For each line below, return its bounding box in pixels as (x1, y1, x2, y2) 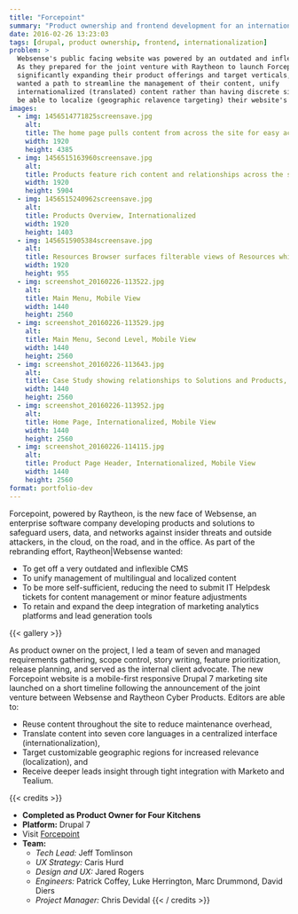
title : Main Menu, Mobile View (25, 294, 141, 303)
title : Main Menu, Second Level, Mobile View (25, 335, 197, 344)
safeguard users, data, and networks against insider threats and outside (9, 527, 272, 537)
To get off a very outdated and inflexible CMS (21, 563, 189, 574)
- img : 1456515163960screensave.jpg (17, 153, 153, 163)
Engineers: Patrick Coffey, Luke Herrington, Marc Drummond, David (35, 876, 284, 886)
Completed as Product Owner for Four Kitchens (21, 809, 201, 820)
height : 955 (25, 269, 69, 278)
